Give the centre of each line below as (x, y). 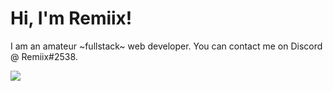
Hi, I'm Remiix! (71, 18)
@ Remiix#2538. (44, 56)
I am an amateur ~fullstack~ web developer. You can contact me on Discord (166, 46)
